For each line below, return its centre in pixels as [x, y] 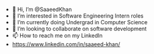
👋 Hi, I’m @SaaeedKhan [42, 9]
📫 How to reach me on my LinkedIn [57, 35]
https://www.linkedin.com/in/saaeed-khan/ [66, 44]
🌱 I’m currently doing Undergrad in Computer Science [80, 22]
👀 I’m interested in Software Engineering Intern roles [78, 16]
